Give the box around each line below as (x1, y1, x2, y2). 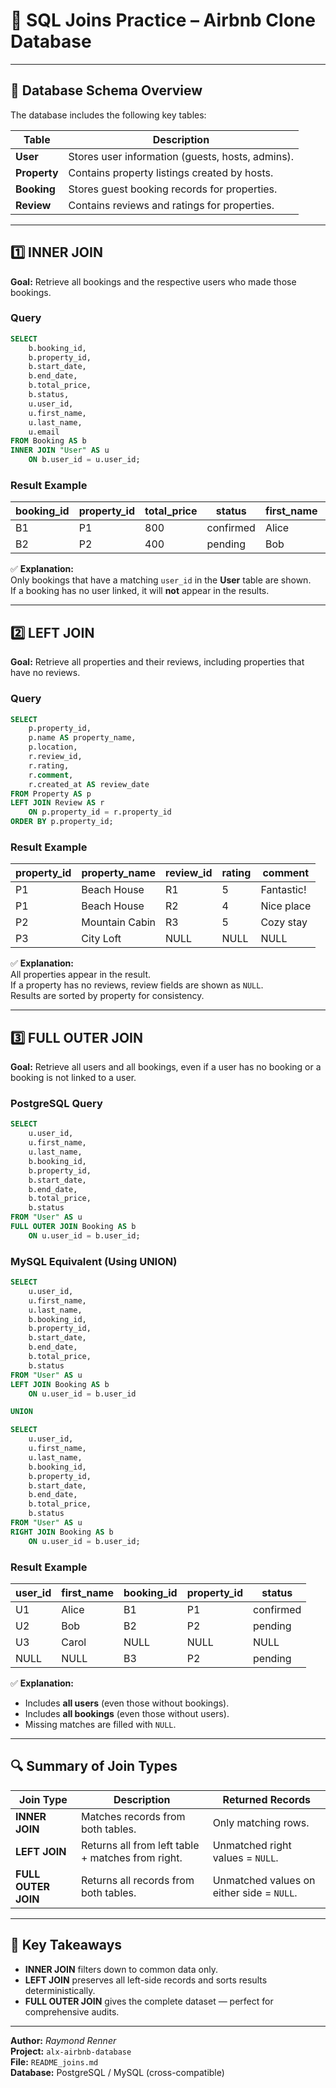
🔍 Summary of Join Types (10, 1758, 178, 1775)
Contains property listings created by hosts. (68, 165, 274, 179)
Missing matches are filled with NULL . (24, 1719, 177, 1731)
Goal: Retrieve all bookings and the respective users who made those (10, 275, 297, 288)
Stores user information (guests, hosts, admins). (68, 149, 295, 163)
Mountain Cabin (81, 915, 157, 929)
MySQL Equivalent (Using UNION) (10, 1254, 178, 1268)
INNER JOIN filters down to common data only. (24, 1963, 218, 1975)
